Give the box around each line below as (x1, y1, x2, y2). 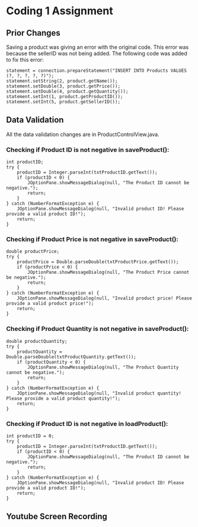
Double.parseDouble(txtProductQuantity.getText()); (6, 354, 136, 360)
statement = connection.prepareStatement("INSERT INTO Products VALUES (6, 68, 187, 74)
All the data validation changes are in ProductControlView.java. (6, 131, 160, 138)
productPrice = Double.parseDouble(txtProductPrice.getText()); (17, 259, 179, 265)
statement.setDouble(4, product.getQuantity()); (6, 89, 129, 94)
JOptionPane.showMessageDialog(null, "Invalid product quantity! (17, 390, 182, 396)
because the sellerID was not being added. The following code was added (6, 50, 188, 57)
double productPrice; (6, 248, 60, 255)
